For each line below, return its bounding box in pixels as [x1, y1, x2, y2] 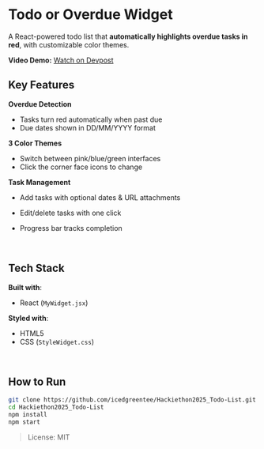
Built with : [8, 282, 42, 292]
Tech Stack [8, 262, 65, 275]
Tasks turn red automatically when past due [19, 115, 163, 124]
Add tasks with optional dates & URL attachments [19, 192, 181, 202]
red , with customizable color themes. [8, 40, 130, 49]
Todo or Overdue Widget [8, 6, 173, 24]
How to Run [8, 375, 66, 388]
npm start [8, 418, 41, 426]
